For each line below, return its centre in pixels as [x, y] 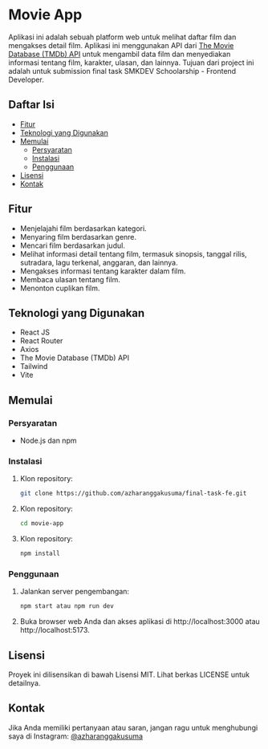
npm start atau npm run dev [67, 606]
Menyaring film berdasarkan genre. [78, 237]
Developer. [26, 79]
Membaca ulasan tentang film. [70, 279]
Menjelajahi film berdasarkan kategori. [83, 228]
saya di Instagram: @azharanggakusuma [75, 736]
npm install [40, 554]
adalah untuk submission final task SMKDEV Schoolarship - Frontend [122, 71]
